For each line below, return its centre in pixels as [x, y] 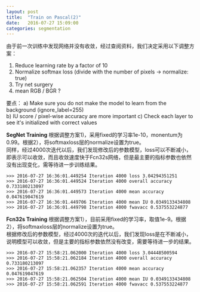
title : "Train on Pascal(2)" [44, 17]
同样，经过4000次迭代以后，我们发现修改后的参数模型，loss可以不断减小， [99, 150]
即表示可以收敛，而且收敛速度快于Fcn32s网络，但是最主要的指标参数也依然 [99, 157]
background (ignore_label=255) [45, 110]
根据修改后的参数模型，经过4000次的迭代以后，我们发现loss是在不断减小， [99, 234]
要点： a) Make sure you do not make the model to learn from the [87, 103]
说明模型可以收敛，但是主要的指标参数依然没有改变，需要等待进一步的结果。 [100, 242]
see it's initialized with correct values [52, 122]
